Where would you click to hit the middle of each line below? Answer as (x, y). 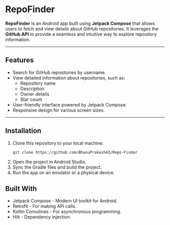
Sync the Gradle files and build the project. (57, 167)
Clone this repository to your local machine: (58, 143)
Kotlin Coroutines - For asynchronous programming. (67, 212)
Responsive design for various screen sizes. (58, 110)
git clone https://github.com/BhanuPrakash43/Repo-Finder (75, 152)
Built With (21, 189)
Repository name (38, 83)
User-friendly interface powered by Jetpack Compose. (70, 104)
